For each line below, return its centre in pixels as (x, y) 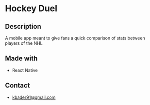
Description (23, 26)
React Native (25, 70)
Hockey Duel (31, 9)
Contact (17, 86)
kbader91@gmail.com (34, 97)
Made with (21, 59)
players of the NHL (24, 43)
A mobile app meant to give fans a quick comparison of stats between (75, 38)
